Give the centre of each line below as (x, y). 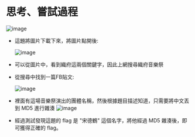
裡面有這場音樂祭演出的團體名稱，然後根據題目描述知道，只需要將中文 (99, 101)
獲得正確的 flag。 (40, 128)
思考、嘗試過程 (42, 12)
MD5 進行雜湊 (38, 108)
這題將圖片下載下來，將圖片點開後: (56, 40)
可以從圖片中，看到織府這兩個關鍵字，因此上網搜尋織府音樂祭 (89, 64)
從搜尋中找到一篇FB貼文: (44, 77)
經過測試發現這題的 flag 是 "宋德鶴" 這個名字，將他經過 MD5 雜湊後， (98, 120)
